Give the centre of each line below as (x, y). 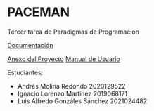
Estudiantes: (25, 72)
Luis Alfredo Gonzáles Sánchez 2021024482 (82, 101)
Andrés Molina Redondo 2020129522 (71, 86)
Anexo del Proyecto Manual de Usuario (64, 59)
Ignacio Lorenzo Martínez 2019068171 (72, 93)
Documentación (31, 45)
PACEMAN (39, 12)
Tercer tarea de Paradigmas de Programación (73, 32)
